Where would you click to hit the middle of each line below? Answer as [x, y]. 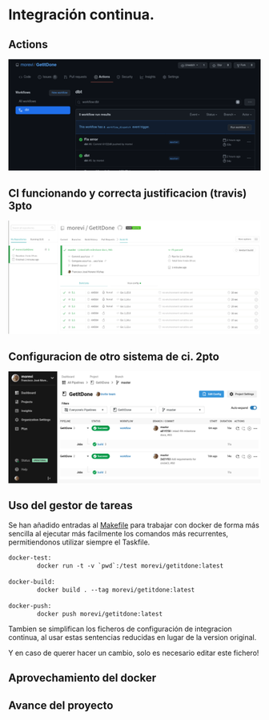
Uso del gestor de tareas [71, 506]
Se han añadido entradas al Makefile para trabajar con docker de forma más [134, 525]
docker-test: [30, 558]
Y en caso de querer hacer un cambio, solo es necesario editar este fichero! [134, 653]
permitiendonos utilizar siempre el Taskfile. [79, 542]
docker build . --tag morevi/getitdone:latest [116, 590]
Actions [28, 44]
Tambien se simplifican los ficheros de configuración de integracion [120, 629]
